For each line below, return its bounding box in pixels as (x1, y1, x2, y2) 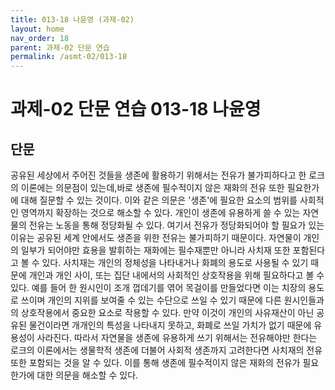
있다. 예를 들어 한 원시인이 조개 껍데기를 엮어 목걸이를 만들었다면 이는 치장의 (10, 282, 307, 294)
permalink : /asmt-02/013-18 (10, 52, 128, 62)
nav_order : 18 (10, 33, 70, 43)
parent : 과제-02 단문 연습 (10, 42, 110, 53)
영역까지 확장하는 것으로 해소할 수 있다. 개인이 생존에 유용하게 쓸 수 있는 (20, 207, 301, 219)
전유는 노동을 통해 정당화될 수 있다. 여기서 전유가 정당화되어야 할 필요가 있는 (28, 219, 325, 231)
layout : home (10, 24, 65, 34)
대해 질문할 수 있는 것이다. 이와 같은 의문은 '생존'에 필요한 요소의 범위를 (20, 194, 298, 206)
